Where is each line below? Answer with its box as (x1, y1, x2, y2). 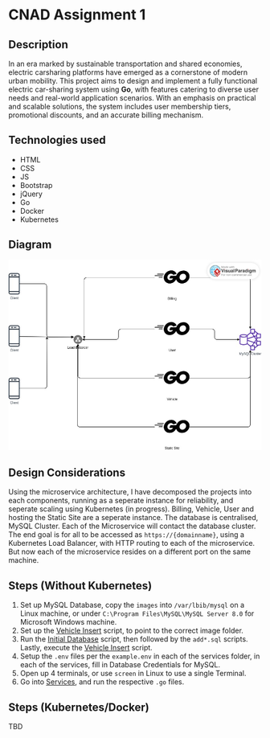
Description (8, 38, 68, 51)
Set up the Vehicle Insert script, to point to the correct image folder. (19, 625, 243, 636)
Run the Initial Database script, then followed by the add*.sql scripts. (19, 634, 248, 644)
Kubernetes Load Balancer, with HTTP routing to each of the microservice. (8, 539, 256, 548)
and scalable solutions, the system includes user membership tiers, (8, 102, 231, 111)
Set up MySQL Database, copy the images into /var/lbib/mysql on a (19, 601, 245, 610)
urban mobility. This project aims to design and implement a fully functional (8, 76, 258, 85)
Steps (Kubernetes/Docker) (8, 700, 150, 714)
